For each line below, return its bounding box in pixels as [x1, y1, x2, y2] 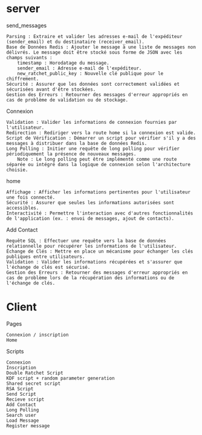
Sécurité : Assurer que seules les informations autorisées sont [6, 199, 174, 205]
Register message [6, 422, 50, 429]
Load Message [6, 417, 39, 424]
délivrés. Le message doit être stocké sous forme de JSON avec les [6, 49, 183, 56]
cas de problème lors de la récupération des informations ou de [6, 274, 174, 281]
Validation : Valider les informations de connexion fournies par [6, 119, 177, 125]
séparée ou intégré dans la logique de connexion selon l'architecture [6, 161, 191, 167]
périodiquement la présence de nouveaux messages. [6, 150, 137, 157]
